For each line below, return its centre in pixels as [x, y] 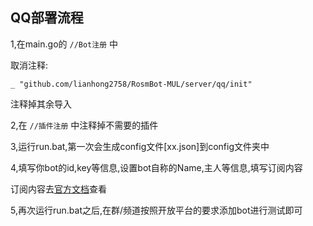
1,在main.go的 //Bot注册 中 [64, 44]
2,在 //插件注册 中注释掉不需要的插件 [84, 125]
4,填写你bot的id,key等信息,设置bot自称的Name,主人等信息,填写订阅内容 [156, 167]
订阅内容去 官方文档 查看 [58, 189]
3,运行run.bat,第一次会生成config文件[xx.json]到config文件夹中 [140, 146]
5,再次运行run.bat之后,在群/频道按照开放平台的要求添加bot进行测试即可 [156, 210]
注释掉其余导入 [41, 104]
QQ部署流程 [47, 18]
